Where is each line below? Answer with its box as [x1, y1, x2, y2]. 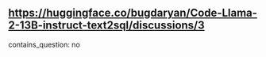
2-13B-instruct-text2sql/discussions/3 [8, 19, 205, 32]
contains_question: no [8, 40, 81, 49]
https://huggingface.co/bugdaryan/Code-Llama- [8, 6, 258, 20]
